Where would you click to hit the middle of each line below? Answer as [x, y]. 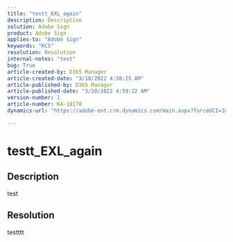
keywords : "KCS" [31, 46]
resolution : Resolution [42, 53]
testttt [16, 232]
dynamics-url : [28, 111]
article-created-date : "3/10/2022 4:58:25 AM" [76, 78]
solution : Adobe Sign [38, 26]
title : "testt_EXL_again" [44, 14]
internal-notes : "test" [42, 59]
